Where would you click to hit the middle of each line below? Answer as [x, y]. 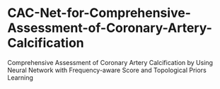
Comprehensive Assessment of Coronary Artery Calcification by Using [110, 62]
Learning [21, 77]
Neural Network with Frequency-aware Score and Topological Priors [107, 70]
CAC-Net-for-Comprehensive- [99, 13]
